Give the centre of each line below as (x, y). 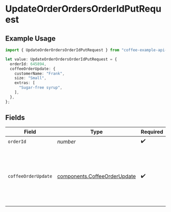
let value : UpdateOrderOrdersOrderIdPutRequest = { (61, 59)
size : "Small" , (31, 78)
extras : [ (25, 83)
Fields (15, 118)
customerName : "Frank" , (40, 73)
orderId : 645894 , (28, 64)
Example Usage (31, 38)
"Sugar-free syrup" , (40, 88)
